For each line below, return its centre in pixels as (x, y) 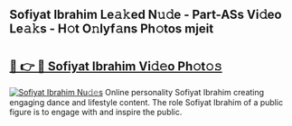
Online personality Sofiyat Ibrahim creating (185, 92)
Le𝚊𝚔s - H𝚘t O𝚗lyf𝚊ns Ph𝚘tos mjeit (112, 29)
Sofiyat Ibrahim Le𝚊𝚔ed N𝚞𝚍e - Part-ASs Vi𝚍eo (146, 15)
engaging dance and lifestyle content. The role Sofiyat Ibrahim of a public (146, 102)
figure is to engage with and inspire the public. (96, 112)
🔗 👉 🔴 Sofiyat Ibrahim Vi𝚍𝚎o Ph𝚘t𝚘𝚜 (116, 66)
